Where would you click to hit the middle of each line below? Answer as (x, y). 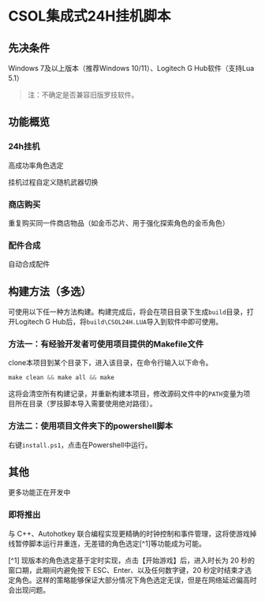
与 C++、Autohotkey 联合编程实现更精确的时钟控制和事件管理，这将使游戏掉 (132, 533)
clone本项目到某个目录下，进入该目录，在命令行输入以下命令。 (110, 363)
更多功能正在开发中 (39, 492)
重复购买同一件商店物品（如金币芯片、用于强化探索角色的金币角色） (119, 222)
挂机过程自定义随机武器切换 (53, 181)
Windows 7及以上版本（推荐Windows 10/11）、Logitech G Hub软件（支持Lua (131, 68)
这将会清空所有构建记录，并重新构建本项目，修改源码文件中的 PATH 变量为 (126, 394)
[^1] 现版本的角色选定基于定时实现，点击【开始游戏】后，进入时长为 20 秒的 (131, 560)
